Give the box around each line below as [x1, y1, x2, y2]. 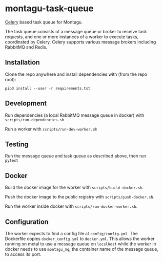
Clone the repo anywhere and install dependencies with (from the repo [5, 71, 147, 77]
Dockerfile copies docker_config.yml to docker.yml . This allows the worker [5, 236, 155, 241]
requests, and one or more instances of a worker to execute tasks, [5, 34, 139, 40]
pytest [5, 158, 19, 163]
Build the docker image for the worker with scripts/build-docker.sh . [5, 184, 144, 191]
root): [5, 76, 16, 82]
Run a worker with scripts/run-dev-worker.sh [5, 126, 98, 132]
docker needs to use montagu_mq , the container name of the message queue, [5, 246, 159, 252]
